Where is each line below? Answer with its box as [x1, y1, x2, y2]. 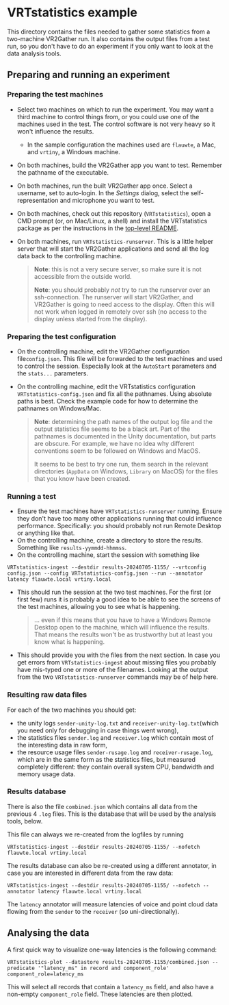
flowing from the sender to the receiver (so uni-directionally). [7, 907, 180, 915]
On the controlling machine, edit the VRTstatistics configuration [16, 382, 196, 390]
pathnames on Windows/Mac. [16, 404, 102, 412]
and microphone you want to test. [59, 196, 155, 204]
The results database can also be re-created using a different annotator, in [7, 861, 217, 869]
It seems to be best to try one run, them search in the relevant [33, 460, 208, 468]
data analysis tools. [7, 49, 62, 58]
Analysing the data [7, 927, 90, 939]
